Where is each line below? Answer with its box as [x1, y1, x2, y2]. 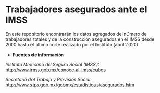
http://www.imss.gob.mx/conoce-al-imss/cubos [5, 67, 106, 73]
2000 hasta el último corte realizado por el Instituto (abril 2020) [5, 41, 138, 48]
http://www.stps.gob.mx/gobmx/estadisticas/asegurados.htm [5, 82, 135, 88]
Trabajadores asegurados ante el [5, 4, 147, 15]
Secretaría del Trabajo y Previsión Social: [5, 76, 92, 82]
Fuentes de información [12, 52, 65, 58]
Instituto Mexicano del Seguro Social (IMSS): [5, 61, 99, 67]
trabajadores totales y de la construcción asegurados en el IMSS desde [5, 36, 155, 42]
